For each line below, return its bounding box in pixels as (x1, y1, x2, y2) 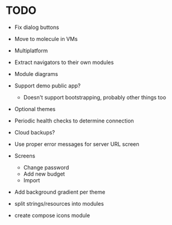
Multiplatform (14, 46, 48, 54)
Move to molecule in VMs (14, 35, 78, 42)
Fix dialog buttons (14, 24, 60, 31)
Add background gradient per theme (14, 188, 106, 195)
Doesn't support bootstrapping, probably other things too (23, 93, 167, 101)
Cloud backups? (14, 128, 56, 136)
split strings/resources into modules (14, 200, 104, 207)
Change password (23, 163, 69, 171)
